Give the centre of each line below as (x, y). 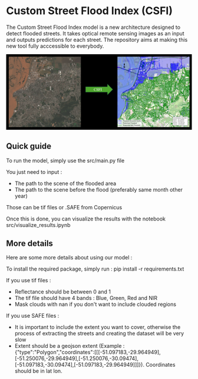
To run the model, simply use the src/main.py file (65, 160)
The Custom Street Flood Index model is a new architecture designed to (93, 27)
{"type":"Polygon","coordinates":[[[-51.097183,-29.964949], (88, 352)
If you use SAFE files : (33, 316)
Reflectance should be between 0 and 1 (62, 292)
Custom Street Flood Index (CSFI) (89, 11)
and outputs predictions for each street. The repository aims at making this (97, 39)
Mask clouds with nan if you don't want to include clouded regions (95, 304)
